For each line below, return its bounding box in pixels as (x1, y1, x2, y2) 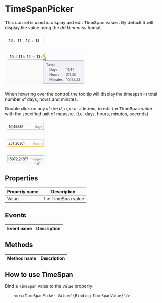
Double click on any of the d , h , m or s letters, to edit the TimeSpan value (5, 106, 152, 111)
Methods (5, 241, 33, 249)
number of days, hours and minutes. (5, 96, 78, 102)
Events (5, 211, 27, 219)
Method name (7, 255, 37, 261)
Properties (5, 174, 38, 183)
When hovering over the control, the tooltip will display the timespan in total (5, 91, 158, 97)
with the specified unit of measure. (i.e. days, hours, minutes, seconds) (5, 111, 148, 117)
